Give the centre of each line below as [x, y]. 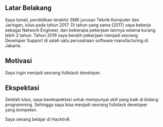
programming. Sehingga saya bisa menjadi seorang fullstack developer [76, 105]
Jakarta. [13, 45]
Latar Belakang [28, 8]
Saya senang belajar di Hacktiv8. [38, 119]
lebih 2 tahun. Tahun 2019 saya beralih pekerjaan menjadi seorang [72, 35]
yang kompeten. [21, 110]
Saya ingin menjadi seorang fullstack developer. [53, 73]
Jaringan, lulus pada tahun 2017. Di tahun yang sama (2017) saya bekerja [78, 25]
